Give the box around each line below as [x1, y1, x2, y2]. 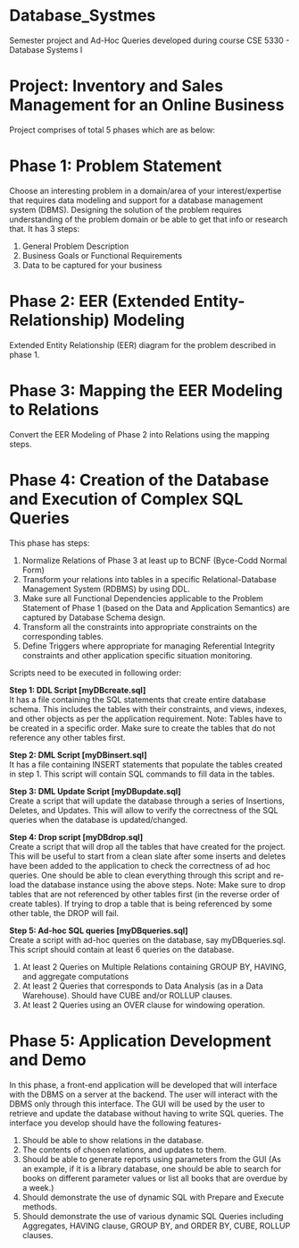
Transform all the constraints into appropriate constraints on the [21, 621, 257, 632]
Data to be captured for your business [21, 259, 162, 270]
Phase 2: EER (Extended [9, 292, 190, 311]
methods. [21, 1201, 58, 1212]
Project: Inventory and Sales [9, 76, 224, 97]
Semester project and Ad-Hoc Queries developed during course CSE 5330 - [9, 35, 290, 46]
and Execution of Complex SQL [9, 488, 244, 509]
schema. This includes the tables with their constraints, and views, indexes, [9, 703, 287, 714]
